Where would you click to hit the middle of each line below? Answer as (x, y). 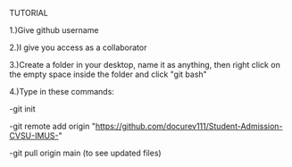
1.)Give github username (54, 30)
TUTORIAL (29, 13)
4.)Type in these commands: (62, 92)
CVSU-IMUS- (34, 136)
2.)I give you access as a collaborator (78, 47)
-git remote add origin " (53, 126)
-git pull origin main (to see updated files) (86, 153)
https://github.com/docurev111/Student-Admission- (189, 126)
